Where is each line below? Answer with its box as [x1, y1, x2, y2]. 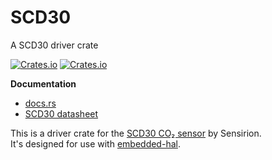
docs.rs [24, 97, 57, 109]
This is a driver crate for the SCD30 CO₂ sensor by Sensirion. [10, 127, 262, 139]
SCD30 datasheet [24, 107, 99, 120]
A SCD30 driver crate [10, 39, 99, 51]
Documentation [10, 77, 77, 90]
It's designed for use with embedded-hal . [10, 137, 181, 150]
